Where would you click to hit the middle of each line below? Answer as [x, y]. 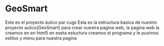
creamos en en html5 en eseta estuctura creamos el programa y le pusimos [82, 33]
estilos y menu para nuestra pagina [41, 38]
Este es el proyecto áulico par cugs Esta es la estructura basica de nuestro [81, 22]
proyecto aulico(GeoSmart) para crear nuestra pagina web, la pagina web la [82, 27]
